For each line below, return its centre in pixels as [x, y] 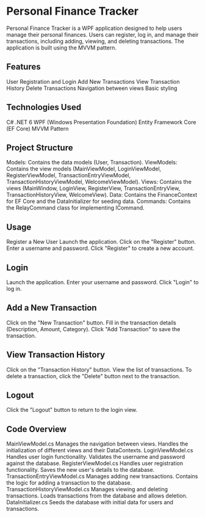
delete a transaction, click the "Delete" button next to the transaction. [93, 376]
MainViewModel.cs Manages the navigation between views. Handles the [97, 444]
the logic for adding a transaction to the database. [69, 483]
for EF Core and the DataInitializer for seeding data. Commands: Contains [99, 201]
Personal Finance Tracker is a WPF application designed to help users [94, 28]
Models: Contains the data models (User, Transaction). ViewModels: [92, 163]
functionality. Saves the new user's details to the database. [81, 470]
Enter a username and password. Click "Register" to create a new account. [100, 248]
